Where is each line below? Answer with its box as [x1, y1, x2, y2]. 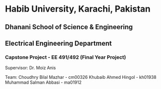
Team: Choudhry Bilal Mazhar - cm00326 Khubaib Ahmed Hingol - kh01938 [5, 74, 157, 80]
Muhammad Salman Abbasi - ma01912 [5, 79, 81, 86]
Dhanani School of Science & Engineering [5, 23, 133, 31]
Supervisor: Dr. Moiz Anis [5, 65, 56, 71]
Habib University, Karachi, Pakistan [5, 3, 151, 15]
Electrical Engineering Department [5, 39, 112, 47]
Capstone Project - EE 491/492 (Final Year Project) [5, 53, 126, 60]
